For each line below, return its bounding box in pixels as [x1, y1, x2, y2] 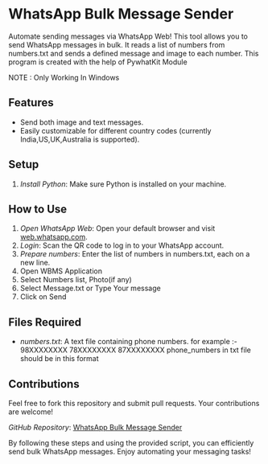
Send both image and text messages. [19, 117, 144, 127]
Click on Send [19, 292, 67, 302]
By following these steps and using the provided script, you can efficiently [8, 438, 254, 447]
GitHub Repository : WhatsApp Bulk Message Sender [8, 423, 183, 432]
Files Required [8, 315, 82, 329]
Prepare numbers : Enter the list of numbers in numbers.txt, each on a [19, 249, 250, 259]
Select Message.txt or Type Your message [19, 283, 161, 294]
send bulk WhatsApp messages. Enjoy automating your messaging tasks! [8, 447, 252, 456]
